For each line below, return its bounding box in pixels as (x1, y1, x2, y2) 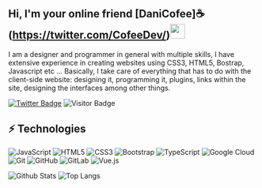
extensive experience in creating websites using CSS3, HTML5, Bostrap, (8, 58, 245, 67)
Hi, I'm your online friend (8, 7, 133, 21)
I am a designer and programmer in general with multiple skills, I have (8, 49, 235, 58)
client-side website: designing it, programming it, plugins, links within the (8, 74, 246, 84)
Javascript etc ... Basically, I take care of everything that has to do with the (8, 66, 252, 76)
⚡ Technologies (8, 122, 86, 136)
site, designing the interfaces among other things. (8, 83, 171, 92)
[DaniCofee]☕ (134, 7, 205, 21)
